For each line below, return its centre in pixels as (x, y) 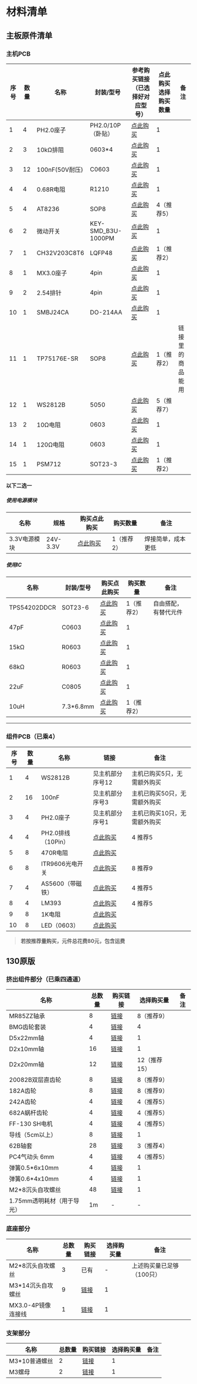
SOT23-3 (103, 464)
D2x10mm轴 (27, 1049)
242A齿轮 (23, 1102)
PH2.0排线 (55, 833)
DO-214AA (106, 312)
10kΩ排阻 (50, 150)
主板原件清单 (29, 35)
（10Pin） (55, 841)
